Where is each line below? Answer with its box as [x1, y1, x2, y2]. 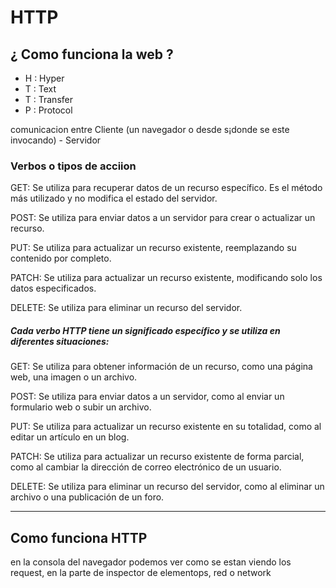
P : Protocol [24, 104, 73, 116]
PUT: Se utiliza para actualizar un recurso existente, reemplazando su [10, 242, 297, 254]
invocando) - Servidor [10, 134, 102, 146]
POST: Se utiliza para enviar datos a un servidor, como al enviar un [10, 391, 285, 403]
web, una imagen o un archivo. [10, 371, 138, 383]
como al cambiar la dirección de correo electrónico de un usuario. [10, 461, 282, 473]
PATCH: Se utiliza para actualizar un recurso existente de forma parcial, [10, 451, 305, 463]
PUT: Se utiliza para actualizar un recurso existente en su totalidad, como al [10, 421, 322, 433]
